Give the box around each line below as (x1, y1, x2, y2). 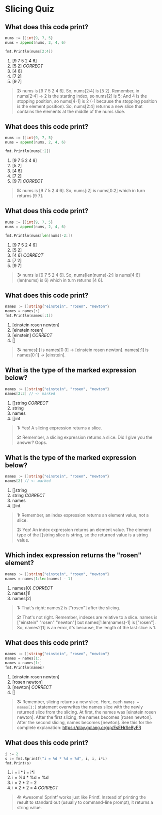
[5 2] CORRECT (12, 63, 44, 69)
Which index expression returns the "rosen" (5, 551, 142, 560)
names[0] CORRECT (12, 585, 53, 591)
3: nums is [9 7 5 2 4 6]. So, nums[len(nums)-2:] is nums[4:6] (16, 272, 140, 278)
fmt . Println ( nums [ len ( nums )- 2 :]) (5, 233, 73, 238)
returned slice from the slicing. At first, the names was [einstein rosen (16, 709, 156, 715)
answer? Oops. (16, 439, 48, 445)
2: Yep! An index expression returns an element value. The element (16, 527, 151, 533)
